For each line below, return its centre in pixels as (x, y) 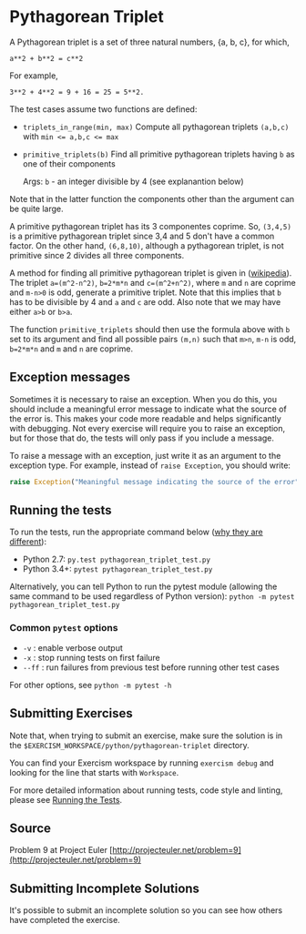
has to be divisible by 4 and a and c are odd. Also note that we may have (145, 301)
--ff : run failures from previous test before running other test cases (151, 667)
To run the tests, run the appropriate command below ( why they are (137, 532)
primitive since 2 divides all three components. (97, 255)
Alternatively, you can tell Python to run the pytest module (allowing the (143, 587)
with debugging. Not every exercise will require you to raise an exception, (148, 428)
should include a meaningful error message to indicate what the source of (148, 409)
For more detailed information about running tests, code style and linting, (146, 790)
